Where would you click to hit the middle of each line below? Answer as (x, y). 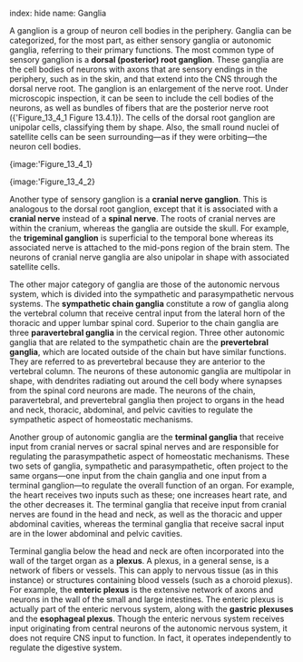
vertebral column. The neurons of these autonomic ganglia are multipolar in (150, 371)
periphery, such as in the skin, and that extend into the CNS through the (144, 79)
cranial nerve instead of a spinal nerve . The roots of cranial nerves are (142, 218)
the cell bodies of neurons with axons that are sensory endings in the (138, 69)
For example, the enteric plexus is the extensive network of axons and (142, 590)
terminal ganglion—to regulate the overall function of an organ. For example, (152, 485)
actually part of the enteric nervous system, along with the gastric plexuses (151, 609)
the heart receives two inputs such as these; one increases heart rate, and (148, 495)
